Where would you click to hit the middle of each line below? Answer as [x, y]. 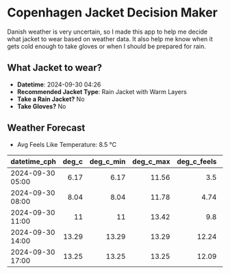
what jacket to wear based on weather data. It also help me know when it [110, 38]
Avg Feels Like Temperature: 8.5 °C [67, 144]
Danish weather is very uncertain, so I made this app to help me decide [107, 32]
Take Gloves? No [41, 106]
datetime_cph [34, 161]
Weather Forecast [46, 128]
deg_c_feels [197, 161]
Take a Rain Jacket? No [51, 99]
